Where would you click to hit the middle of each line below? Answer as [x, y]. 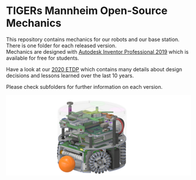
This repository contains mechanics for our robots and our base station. [93, 39]
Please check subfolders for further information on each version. [85, 86]
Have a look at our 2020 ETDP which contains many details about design [94, 69]
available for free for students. [43, 58]
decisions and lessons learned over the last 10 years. [70, 75]
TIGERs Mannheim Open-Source [87, 11]
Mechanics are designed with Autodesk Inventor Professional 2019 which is [97, 51]
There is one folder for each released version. [61, 46]
